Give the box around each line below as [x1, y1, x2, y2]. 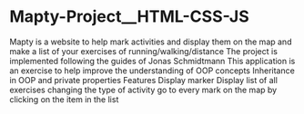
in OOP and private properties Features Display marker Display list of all [9, 74, 278, 85]
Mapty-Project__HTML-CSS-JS [9, 6, 250, 27]
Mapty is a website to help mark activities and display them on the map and [9, 36, 292, 47]
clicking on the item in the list [9, 93, 119, 105]
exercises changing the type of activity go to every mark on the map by [9, 84, 278, 95]
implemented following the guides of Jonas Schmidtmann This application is [9, 55, 296, 66]
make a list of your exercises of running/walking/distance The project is [9, 45, 278, 56]
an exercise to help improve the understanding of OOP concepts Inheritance [9, 65, 296, 76]
